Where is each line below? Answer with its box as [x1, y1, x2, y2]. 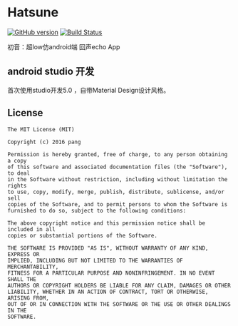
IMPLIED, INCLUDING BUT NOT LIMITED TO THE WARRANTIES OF [7, 257, 183, 264]
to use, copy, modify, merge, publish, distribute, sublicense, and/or [7, 188, 224, 195]
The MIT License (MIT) [7, 126, 75, 133]
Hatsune [7, 4, 59, 21]
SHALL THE [7, 275, 37, 282]
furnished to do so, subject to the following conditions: [7, 207, 187, 214]
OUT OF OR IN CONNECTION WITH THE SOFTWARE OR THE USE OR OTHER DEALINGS [7, 300, 232, 307]
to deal [7, 169, 31, 177]
